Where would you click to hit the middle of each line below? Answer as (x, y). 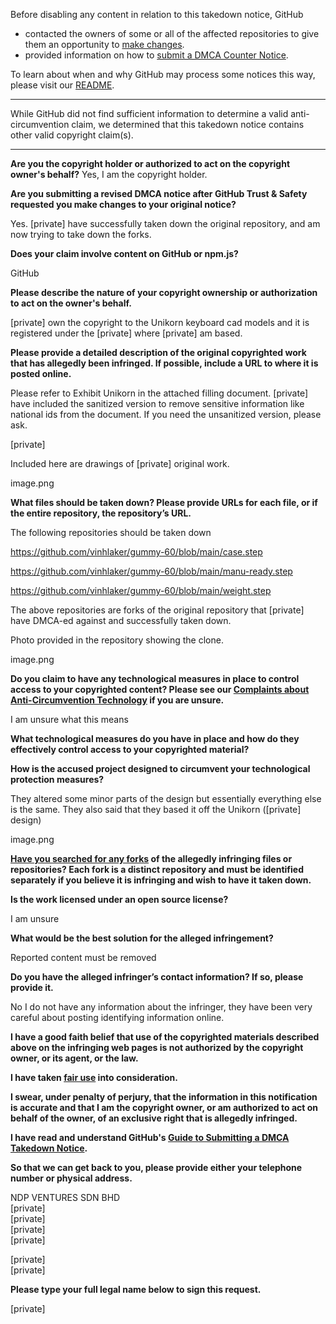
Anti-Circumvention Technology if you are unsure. (117, 700)
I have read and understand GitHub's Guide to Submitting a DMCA (150, 1137)
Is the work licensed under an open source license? (119, 899)
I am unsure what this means (69, 719)
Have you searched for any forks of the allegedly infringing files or (151, 858)
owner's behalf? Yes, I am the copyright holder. (109, 174)
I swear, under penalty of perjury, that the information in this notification (164, 1097)
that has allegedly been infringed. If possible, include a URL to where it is (164, 363)
